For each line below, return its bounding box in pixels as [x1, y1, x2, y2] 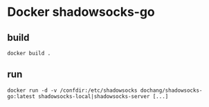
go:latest [7, 93, 36, 100]
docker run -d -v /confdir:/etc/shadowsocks [7, 87, 138, 94]
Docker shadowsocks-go [7, 4, 156, 20]
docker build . [7, 50, 51, 57]
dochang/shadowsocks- [140, 87, 203, 94]
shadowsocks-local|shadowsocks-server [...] [37, 93, 169, 100]
